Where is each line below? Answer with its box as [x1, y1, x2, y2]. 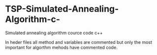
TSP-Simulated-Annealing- [5, 3, 119, 15]
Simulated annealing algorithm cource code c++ [5, 30, 103, 36]
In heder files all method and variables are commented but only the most [5, 39, 153, 45]
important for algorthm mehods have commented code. [5, 44, 118, 50]
